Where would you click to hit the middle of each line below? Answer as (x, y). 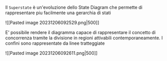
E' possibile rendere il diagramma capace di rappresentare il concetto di (80, 32)
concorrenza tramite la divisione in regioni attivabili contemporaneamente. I (84, 38)
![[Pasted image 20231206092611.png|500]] (52, 53)
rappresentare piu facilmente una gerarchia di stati (58, 13)
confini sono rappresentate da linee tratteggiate (55, 43)
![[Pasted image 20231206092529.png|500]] (52, 23)
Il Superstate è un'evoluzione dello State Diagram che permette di (74, 7)
